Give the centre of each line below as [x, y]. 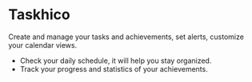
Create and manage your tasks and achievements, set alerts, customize [126, 37]
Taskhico [39, 15]
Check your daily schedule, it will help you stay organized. [116, 61]
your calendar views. [43, 45]
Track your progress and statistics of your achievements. [114, 68]
